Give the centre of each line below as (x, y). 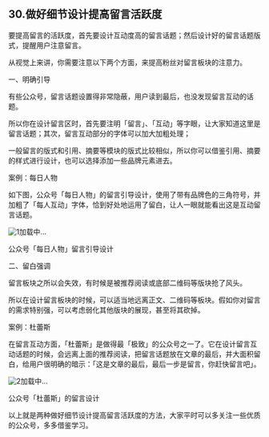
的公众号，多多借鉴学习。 (50, 425)
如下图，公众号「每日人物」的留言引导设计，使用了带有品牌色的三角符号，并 (134, 194)
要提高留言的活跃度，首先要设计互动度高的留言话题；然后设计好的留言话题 (131, 35)
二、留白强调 (29, 265)
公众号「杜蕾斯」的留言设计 (54, 398)
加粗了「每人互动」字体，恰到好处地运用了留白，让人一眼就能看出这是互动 (131, 204)
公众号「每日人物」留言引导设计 (61, 249)
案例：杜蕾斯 (29, 326)
